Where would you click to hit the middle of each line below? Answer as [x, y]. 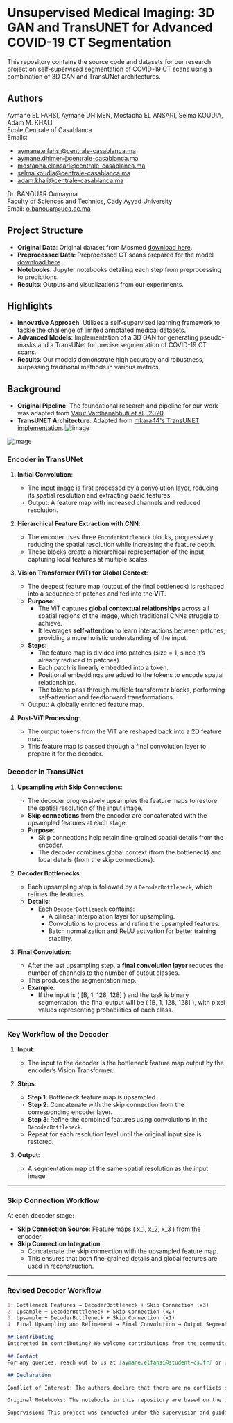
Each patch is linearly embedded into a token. [103, 668]
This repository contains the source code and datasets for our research [109, 61]
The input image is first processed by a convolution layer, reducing [123, 488]
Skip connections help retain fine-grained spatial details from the [131, 837]
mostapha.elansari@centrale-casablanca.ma [81, 166]
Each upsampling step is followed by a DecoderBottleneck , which [120, 887]
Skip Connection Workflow [53, 1200]
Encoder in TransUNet [45, 459]
